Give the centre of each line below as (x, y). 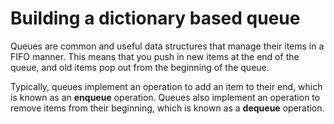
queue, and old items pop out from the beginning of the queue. (140, 67)
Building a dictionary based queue (155, 18)
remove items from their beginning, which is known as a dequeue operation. (167, 108)
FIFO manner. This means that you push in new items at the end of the (155, 56)
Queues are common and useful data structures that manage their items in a (167, 46)
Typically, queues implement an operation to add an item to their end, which (166, 86)
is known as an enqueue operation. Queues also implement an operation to (165, 97)
